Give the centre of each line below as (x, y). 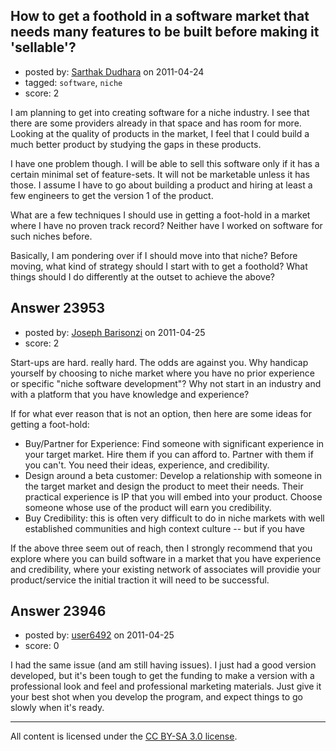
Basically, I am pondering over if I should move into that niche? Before (154, 255)
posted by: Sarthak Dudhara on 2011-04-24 (114, 71)
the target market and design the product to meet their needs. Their (164, 486)
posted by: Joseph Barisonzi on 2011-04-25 (115, 332)
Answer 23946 (58, 611)
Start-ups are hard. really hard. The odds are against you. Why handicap (159, 362)
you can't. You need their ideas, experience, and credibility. (147, 465)
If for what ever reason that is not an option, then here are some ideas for (161, 413)
